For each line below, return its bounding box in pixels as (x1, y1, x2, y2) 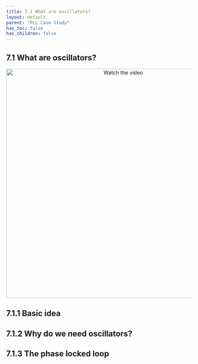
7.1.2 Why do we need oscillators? (6, 328, 133, 339)
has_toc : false (6, 25, 44, 31)
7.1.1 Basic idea (6, 308, 61, 318)
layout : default (6, 14, 46, 20)
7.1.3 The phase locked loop (6, 349, 110, 359)
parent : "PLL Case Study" (6, 20, 70, 25)
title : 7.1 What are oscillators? (6, 8, 91, 15)
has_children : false (6, 31, 57, 37)
